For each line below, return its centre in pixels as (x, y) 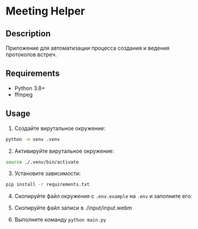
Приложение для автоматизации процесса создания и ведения (88, 48)
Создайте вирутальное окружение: (60, 128)
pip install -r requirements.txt (48, 185)
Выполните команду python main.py (60, 220)
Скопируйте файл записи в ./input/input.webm (73, 208)
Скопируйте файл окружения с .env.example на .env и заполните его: (103, 196)
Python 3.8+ (30, 88)
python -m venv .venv (33, 139)
